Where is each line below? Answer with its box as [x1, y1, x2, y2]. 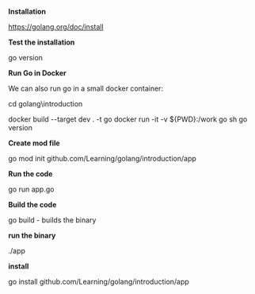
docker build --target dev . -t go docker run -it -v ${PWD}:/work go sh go [8, 114, 248, 124]
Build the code [8, 200, 57, 209]
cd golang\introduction [8, 99, 83, 108]
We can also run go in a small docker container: [8, 83, 164, 93]
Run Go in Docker [8, 68, 67, 78]
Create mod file [8, 138, 61, 148]
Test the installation [8, 37, 75, 47]
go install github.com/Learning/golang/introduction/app [8, 277, 190, 286]
